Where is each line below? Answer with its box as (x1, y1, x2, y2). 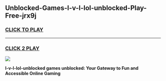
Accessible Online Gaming (5, 70, 61, 76)
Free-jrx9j (5, 12, 37, 20)
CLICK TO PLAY (5, 27, 43, 33)
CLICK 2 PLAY (5, 45, 40, 52)
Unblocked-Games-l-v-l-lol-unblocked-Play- (5, 4, 147, 12)
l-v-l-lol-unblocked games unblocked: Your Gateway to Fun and (5, 65, 139, 71)
